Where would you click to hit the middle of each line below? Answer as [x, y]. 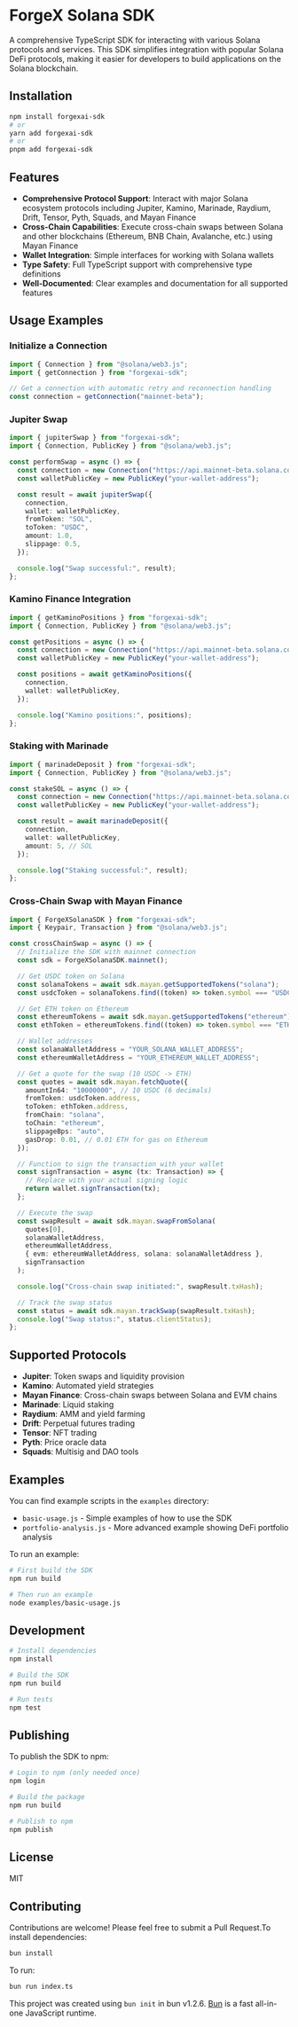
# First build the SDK [51, 1570]
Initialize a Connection [59, 346]
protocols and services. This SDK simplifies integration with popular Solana [146, 49]
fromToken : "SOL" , [59, 520]
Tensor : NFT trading [59, 1433]
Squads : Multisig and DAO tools [80, 1452]
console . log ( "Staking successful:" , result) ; [103, 870]
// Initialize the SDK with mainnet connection [107, 952]
